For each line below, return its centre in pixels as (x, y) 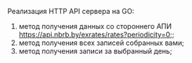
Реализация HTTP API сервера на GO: (71, 11)
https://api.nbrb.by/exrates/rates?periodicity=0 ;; (96, 35)
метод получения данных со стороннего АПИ (95, 26)
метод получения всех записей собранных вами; (101, 43)
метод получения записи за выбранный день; (95, 51)
